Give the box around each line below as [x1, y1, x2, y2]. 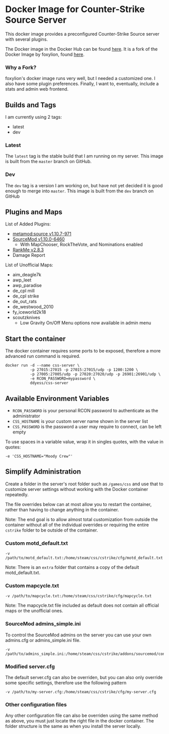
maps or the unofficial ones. [5, 608, 63, 614]
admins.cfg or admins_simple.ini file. [5, 637, 81, 643]
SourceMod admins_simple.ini [5, 620, 81, 627]
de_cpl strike [12, 293, 39, 299]
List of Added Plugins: [5, 221, 51, 227]
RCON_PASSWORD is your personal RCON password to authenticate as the [12, 408, 158, 414]
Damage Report [12, 252, 45, 258]
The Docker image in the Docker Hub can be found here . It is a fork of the [5, 46, 158, 52]
